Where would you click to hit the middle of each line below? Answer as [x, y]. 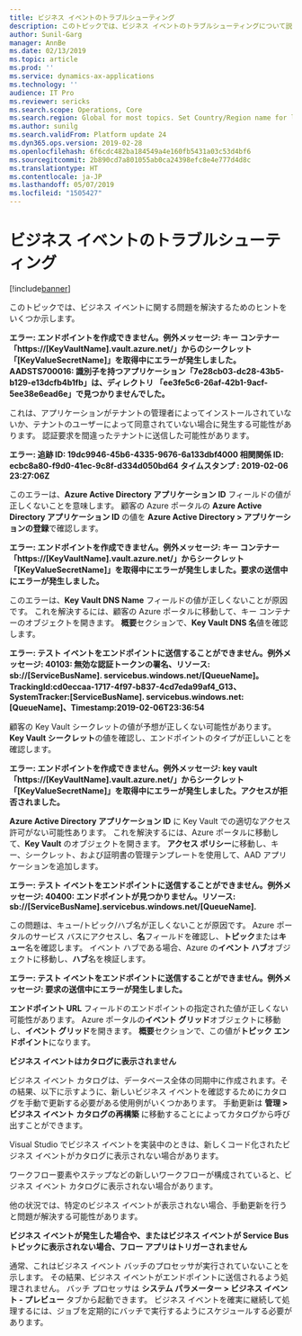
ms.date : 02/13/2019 [48, 51]
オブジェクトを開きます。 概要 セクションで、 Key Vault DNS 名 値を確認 [156, 623]
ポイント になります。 [56, 1042]
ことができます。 [56, 1125]
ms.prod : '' [31, 68]
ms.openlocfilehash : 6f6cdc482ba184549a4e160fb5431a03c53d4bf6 [130, 151]
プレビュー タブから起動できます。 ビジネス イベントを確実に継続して [154, 1299]
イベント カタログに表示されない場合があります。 [126, 1186]
